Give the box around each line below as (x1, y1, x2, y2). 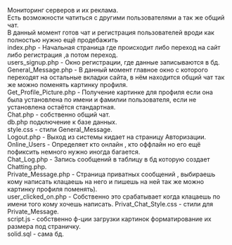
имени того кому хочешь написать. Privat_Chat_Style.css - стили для (7, 200, 214, 208)
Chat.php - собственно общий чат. (7, 110, 110, 119)
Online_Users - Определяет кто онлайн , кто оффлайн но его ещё (7, 140, 201, 148)
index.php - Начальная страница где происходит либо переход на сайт (7, 44, 221, 51)
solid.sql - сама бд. (7, 230, 65, 238)
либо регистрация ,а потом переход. (7, 51, 118, 59)
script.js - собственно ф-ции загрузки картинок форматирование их (7, 215, 212, 223)
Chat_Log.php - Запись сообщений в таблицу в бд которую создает (7, 155, 210, 164)
